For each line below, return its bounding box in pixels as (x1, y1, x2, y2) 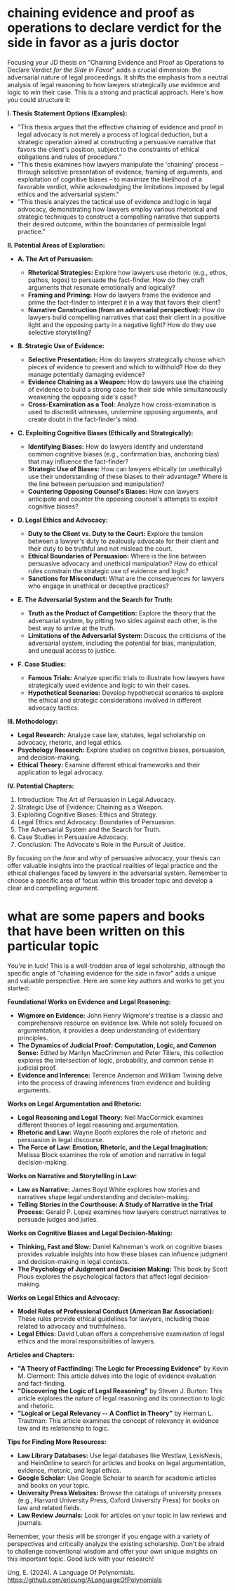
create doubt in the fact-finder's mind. (27, 415, 139, 423)
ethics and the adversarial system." (17, 190, 119, 198)
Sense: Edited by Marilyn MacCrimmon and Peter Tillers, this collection (17, 1048, 224, 1056)
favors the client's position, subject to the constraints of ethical (17, 145, 200, 153)
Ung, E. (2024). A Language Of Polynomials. (7, 1568, 135, 1576)
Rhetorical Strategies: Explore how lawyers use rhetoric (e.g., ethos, (27, 268, 228, 276)
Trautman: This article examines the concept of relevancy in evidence (17, 1416, 220, 1425)
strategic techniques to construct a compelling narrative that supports (17, 212, 220, 221)
